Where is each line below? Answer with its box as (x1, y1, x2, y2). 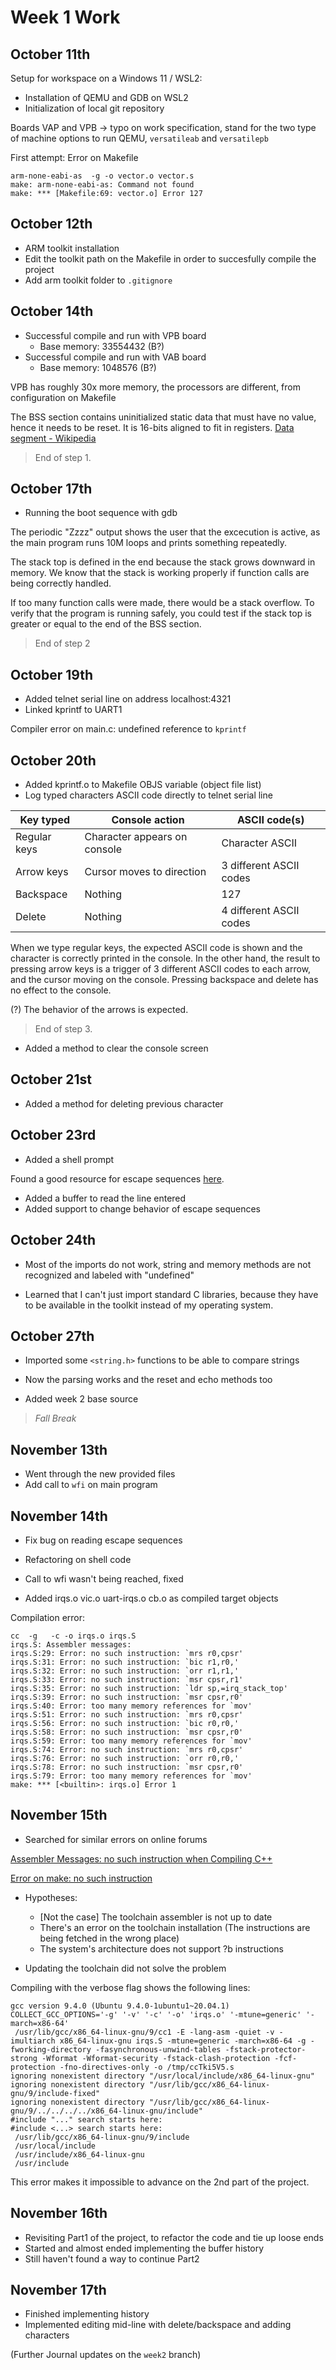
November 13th (10, 1441, 108, 1458)
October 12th (10, 216, 93, 233)
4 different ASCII (221, 904, 300, 918)
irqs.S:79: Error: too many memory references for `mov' (10, 1771, 253, 1781)
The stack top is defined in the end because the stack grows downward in (10, 556, 316, 568)
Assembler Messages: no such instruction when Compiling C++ (10, 1852, 273, 1865)
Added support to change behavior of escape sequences (24, 1202, 262, 1215)
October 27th (10, 1327, 95, 1345)
